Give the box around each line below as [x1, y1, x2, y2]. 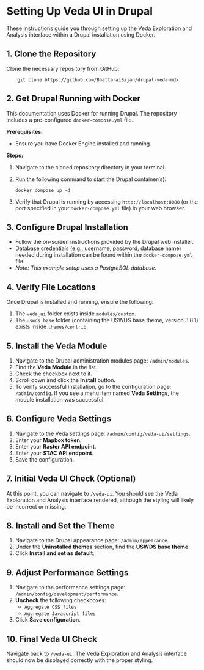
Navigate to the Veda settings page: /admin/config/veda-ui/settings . [15, 430, 191, 437]
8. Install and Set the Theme [6, 521, 115, 531]
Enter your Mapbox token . [15, 436, 82, 444]
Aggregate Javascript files [24, 611, 96, 617]
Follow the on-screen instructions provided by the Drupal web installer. [15, 238, 194, 246]
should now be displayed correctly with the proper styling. [6, 657, 153, 664]
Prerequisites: [6, 128, 43, 135]
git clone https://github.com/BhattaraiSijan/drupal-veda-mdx [17, 76, 179, 83]
